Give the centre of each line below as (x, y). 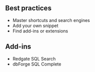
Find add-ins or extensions (40, 31)
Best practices (28, 8)
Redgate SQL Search (34, 58)
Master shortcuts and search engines (51, 20)
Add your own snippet (35, 25)
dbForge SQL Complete (37, 64)
